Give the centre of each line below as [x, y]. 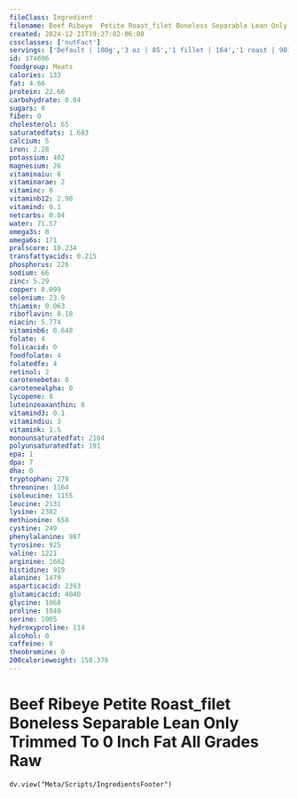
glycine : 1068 [35, 603]
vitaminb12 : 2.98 [41, 199]
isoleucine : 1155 [41, 496]
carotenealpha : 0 [41, 388]
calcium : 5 [29, 141]
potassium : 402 [37, 157]
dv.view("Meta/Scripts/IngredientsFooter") [91, 784]
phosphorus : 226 [39, 265]
